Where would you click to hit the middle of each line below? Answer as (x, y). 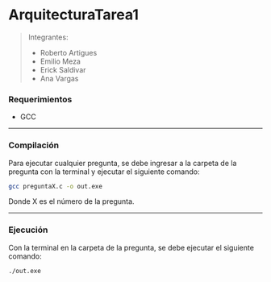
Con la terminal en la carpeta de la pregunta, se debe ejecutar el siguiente (131, 247)
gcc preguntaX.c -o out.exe (56, 186)
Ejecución (28, 230)
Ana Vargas (59, 78)
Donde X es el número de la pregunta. (71, 201)
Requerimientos (40, 99)
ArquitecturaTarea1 (74, 15)
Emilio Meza (60, 61)
